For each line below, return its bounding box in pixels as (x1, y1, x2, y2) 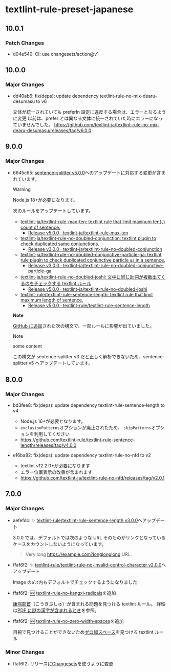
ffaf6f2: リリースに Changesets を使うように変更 (12, 660, 114, 666)
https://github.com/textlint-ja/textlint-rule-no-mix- (54, 121, 160, 127)
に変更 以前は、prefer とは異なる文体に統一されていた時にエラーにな (12, 115, 159, 121)
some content (12, 343, 42, 349)
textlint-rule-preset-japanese (5, 4, 134, 15)
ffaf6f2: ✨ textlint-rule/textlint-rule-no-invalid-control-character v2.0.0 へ (12, 561, 166, 568)
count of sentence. (20, 224, 60, 231)
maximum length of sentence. (20, 297, 83, 303)
